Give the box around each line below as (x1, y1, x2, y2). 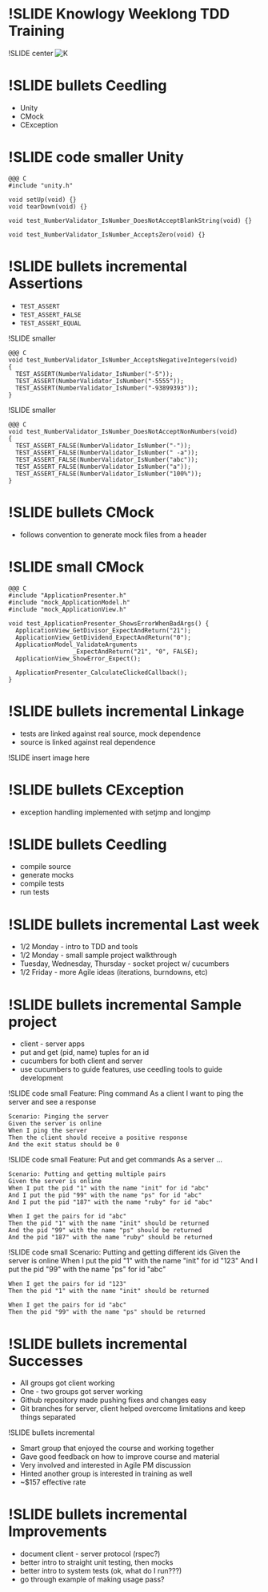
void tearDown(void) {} (8, 202, 88, 211)
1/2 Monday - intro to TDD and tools (19, 942, 138, 952)
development (19, 1073, 64, 1083)
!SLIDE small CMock (8, 558, 145, 576)
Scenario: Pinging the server (8, 1113, 110, 1121)
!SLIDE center (8, 48, 54, 58)
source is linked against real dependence (19, 737, 156, 746)
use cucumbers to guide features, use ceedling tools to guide (19, 1065, 222, 1074)
